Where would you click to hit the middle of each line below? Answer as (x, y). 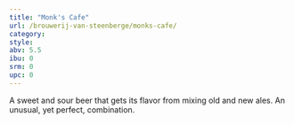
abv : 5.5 (25, 50)
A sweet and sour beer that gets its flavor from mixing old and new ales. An (147, 100)
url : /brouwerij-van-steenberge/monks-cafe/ (93, 26)
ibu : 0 (21, 58)
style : (21, 42)
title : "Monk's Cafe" (49, 17)
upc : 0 (21, 75)
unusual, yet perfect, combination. (72, 109)
